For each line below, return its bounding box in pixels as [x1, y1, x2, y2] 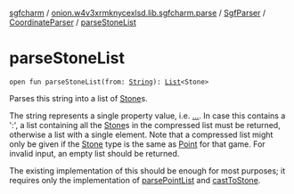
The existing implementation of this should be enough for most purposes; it [9, 165, 286, 176]
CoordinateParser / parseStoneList [9, 17, 136, 28]
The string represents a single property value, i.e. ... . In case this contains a [9, 110, 286, 121]
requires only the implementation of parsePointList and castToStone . [9, 174, 261, 185]
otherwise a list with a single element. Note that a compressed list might [9, 129, 274, 140]
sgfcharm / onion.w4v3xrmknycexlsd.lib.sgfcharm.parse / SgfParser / [9, 8, 265, 18]
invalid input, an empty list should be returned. [9, 148, 180, 158]
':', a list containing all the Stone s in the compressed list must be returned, [9, 119, 281, 130]
